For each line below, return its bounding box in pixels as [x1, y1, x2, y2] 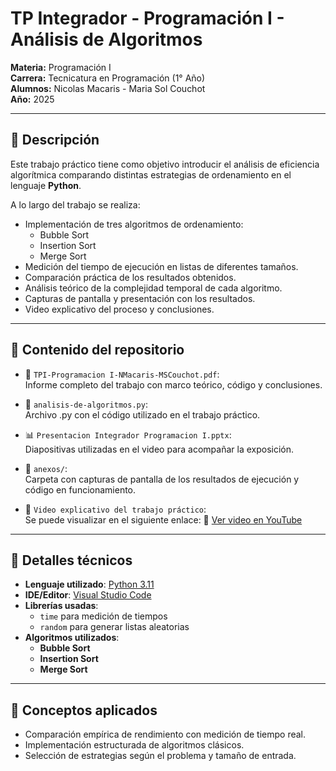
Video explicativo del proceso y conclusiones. [24, 303, 215, 315]
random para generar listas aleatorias [39, 621, 190, 633]
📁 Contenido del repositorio [10, 342, 185, 359]
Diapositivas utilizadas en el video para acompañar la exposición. [24, 443, 295, 455]
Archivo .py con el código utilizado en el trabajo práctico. [24, 408, 261, 421]
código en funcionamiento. [24, 483, 137, 496]
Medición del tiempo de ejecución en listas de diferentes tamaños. [24, 260, 299, 272]
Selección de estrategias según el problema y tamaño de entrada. [24, 750, 297, 762]
